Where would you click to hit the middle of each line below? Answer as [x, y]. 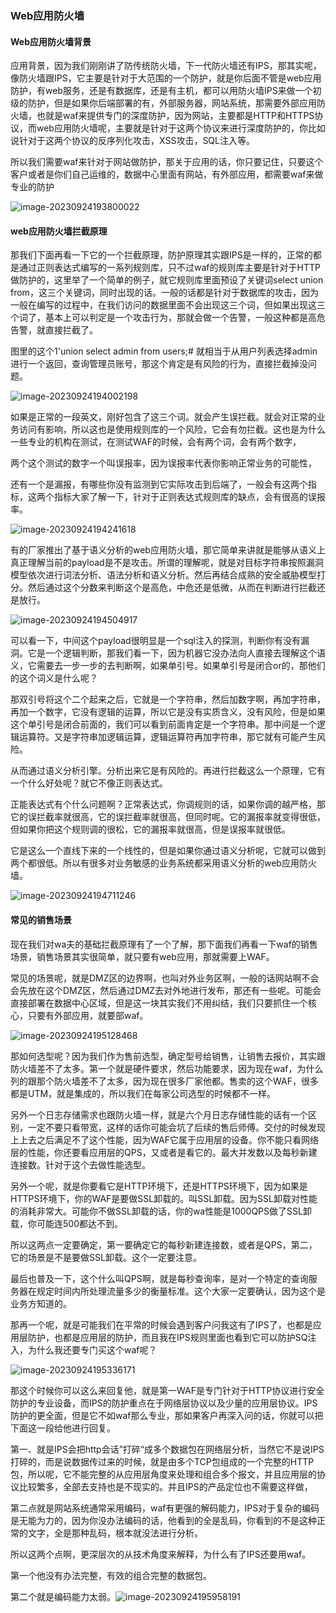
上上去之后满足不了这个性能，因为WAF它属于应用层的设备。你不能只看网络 [164, 1139]
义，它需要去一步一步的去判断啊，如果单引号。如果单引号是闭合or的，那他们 [168, 666]
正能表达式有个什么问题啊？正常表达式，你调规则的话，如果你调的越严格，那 [168, 804]
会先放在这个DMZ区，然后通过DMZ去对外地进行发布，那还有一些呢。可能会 [166, 990]
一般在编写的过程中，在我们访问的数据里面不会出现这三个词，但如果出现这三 [168, 305]
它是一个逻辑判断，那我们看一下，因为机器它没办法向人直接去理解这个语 [176, 653]
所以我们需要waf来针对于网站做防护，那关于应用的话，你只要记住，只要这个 [167, 162]
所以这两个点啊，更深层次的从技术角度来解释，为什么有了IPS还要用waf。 [161, 1554]
